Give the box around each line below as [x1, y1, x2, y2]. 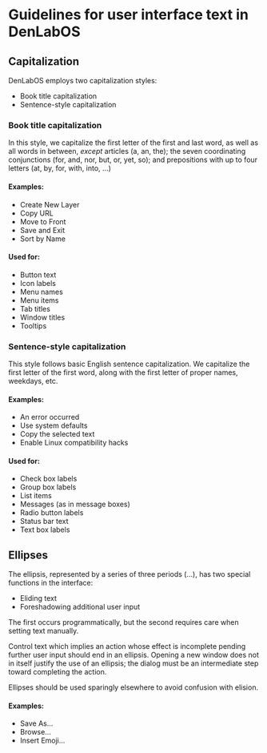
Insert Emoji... [19, 735, 66, 746]
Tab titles [19, 304, 50, 313]
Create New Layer [19, 199, 80, 209]
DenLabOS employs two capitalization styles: [8, 76, 157, 85]
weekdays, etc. [8, 376, 58, 385]
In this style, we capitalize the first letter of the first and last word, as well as [8, 138, 258, 147]
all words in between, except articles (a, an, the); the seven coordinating [8, 147, 246, 156]
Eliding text [19, 594, 58, 603]
